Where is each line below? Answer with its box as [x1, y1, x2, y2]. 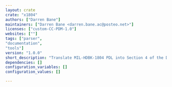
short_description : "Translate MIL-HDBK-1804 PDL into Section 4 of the [5, 55, 164, 60]
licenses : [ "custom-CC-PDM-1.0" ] [5, 27, 77, 32]
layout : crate [5, 7, 36, 13]
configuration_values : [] [5, 70, 60, 75]
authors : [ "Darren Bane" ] [5, 17, 60, 22]
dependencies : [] [5, 60, 42, 65]
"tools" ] [5, 46, 24, 51]
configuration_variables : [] [5, 64, 68, 70]
